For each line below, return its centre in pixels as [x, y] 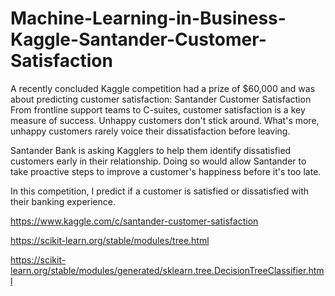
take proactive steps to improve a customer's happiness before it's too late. [166, 171]
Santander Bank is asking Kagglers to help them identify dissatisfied [151, 150]
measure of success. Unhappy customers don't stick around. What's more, [165, 120]
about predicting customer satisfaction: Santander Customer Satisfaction [161, 99]
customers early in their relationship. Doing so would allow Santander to [158, 161]
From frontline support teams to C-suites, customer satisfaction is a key [158, 109]
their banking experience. [63, 201]
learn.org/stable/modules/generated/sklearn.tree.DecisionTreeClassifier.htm [167, 270]
